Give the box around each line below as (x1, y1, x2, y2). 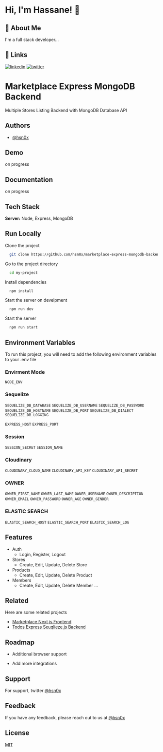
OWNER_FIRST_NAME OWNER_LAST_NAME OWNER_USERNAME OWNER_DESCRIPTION (5, 492, 144, 497)
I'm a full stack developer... (5, 37, 59, 42)
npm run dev (9, 307, 34, 311)
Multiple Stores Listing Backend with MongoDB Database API (5, 107, 127, 113)
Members (12, 577, 32, 583)
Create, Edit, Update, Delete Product (19, 572, 92, 578)
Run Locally (5, 230, 41, 238)
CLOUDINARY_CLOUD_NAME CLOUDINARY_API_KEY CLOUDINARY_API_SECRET (5, 468, 138, 473)
